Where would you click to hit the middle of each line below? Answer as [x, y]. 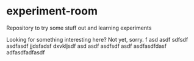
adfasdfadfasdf [26, 52]
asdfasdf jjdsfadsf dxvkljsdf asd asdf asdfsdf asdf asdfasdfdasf [86, 46]
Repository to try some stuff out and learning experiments [79, 28]
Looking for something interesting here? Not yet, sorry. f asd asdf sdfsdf [97, 39]
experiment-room [52, 11]
